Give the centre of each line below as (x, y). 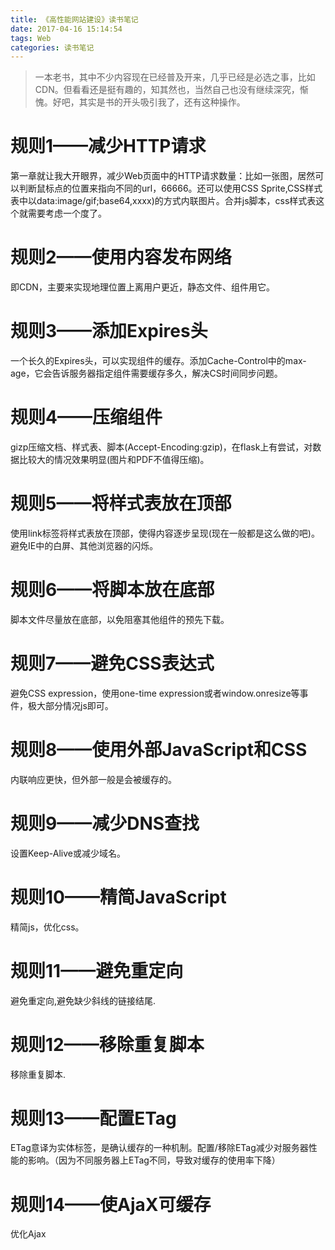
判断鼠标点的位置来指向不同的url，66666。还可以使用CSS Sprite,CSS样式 (170, 188)
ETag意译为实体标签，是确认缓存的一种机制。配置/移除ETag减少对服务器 (159, 1148)
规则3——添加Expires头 (109, 331)
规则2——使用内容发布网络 (121, 257)
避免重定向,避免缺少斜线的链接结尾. (83, 1000)
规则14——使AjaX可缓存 (111, 1204)
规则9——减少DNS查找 (105, 823)
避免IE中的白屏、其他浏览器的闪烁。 (84, 545)
